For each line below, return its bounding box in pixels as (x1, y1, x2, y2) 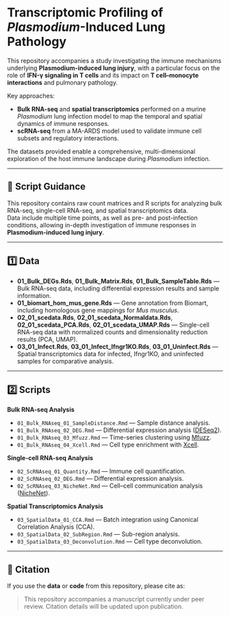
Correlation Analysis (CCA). (16, 522, 95, 531)
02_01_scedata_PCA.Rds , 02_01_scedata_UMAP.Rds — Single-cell (16, 320, 210, 329)
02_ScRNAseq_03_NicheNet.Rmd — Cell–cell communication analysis (16, 481, 203, 490)
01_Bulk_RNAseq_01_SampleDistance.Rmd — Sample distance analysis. (16, 419, 211, 427)
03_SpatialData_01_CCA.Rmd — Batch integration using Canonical (16, 516, 199, 524)
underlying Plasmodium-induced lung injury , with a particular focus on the (7, 64, 220, 72)
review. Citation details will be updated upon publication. (23, 603, 183, 611)
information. (16, 291, 51, 299)
